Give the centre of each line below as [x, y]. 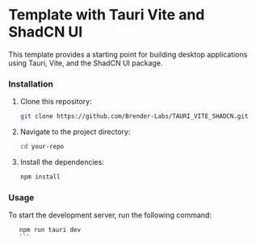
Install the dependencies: [62, 162]
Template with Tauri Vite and [107, 15]
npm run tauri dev [50, 230]
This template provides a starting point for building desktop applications [128, 54]
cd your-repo [42, 147]
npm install [40, 177]
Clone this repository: [56, 102]
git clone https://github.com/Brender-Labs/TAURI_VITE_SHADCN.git [134, 116]
